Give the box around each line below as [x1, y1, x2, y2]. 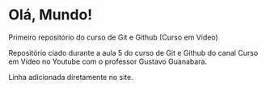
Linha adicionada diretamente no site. [8, 72, 133, 82]
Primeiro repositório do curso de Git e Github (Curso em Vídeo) [8, 32, 218, 42]
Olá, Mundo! [8, 6, 93, 24]
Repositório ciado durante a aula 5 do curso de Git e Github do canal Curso [8, 48, 259, 57]
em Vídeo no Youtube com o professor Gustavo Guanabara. [8, 57, 208, 66]
